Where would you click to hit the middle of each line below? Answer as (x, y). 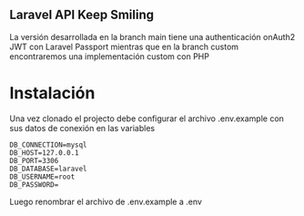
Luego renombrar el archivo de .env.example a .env (106, 201)
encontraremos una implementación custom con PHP (109, 56)
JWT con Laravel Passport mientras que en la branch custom (124, 46)
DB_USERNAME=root (42, 177)
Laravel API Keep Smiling (82, 15)
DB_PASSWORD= (34, 185)
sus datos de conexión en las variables (82, 128)
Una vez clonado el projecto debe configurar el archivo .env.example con (147, 118)
